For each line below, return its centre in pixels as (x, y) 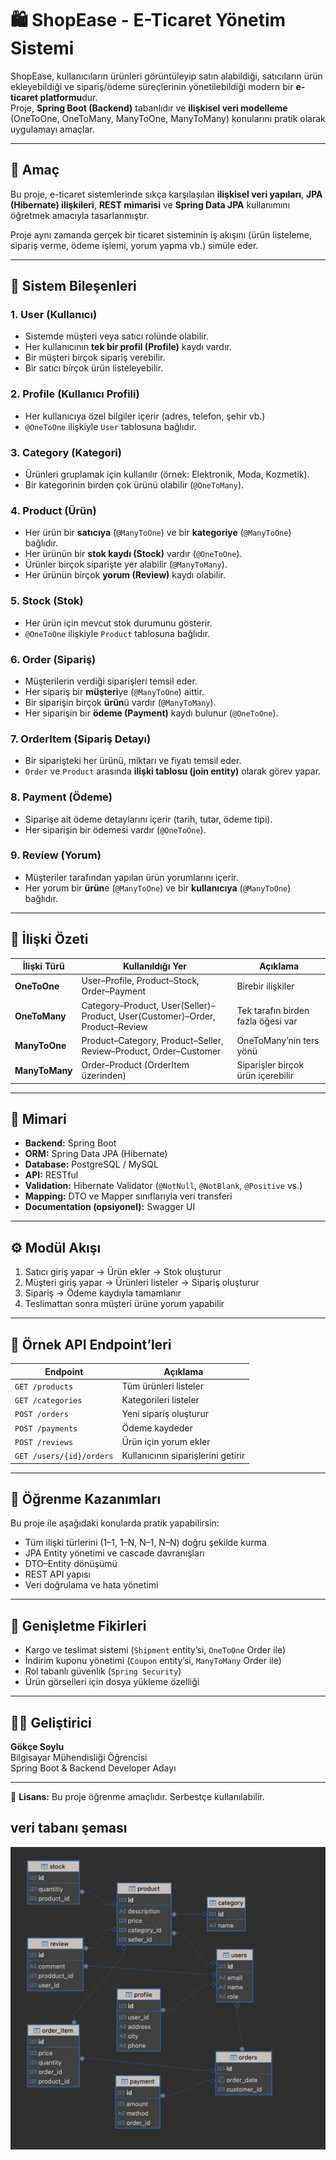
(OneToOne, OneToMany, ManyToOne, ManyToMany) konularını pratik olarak (168, 118)
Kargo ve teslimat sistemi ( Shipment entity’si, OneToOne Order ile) (155, 1650)
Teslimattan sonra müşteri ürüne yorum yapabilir (124, 1304)
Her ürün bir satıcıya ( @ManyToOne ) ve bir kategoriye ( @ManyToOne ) (158, 533)
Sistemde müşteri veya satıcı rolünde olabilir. (116, 336)
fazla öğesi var (267, 1021)
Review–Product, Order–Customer (151, 1051)
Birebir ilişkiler (265, 986)
